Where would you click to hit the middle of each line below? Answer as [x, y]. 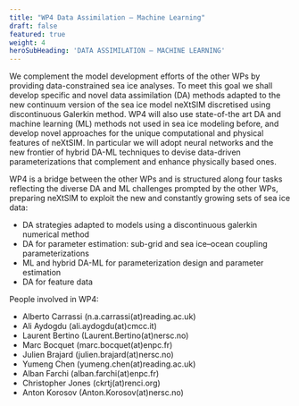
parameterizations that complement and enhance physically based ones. [143, 162]
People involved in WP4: [54, 300]
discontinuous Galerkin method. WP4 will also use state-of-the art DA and [145, 114]
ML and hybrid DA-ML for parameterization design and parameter [143, 263]
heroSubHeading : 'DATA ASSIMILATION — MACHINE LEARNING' [117, 51]
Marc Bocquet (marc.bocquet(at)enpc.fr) [97, 345]
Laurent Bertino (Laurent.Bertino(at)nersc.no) [105, 335]
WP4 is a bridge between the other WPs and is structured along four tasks [146, 179]
